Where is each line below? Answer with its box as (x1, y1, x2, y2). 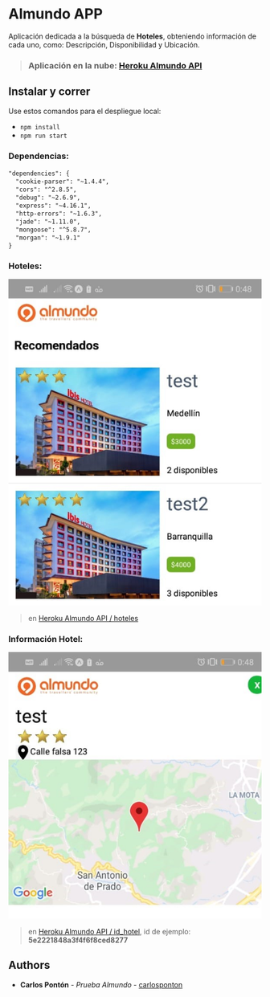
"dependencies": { (8, 170, 70, 178)
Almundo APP (8, 5, 103, 23)
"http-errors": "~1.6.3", (15, 210, 103, 218)
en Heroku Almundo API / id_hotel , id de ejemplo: (27, 926, 191, 936)
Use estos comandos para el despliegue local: (8, 106, 162, 116)
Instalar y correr (8, 85, 91, 99)
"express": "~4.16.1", (15, 202, 92, 210)
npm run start (19, 132, 67, 140)
